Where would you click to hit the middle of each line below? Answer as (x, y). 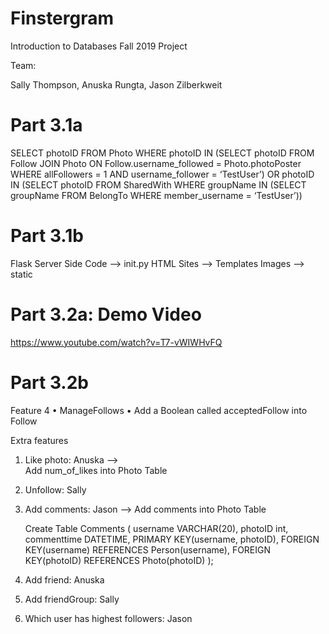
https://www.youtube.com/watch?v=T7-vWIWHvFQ (116, 342)
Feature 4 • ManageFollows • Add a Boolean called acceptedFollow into (159, 410)
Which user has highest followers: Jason (108, 618)
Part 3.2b (50, 382)
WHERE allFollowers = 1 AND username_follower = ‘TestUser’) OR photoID (162, 174)
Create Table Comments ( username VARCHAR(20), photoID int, (156, 528)
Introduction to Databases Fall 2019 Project (99, 46)
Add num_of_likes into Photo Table (96, 470)
